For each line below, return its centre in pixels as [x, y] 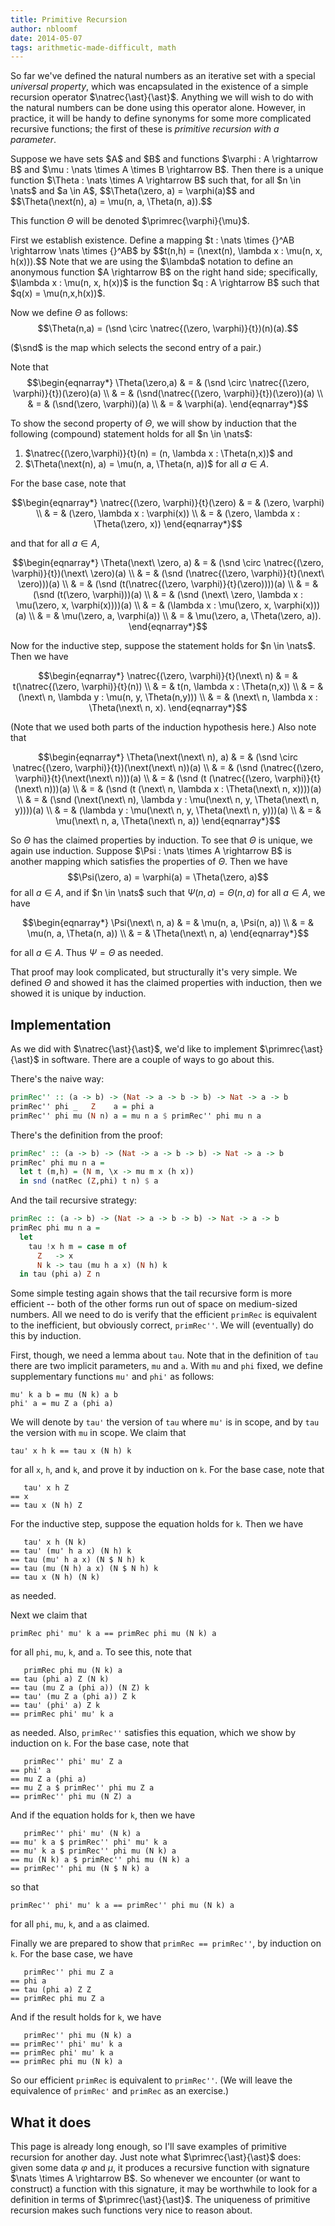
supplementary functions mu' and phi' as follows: [112, 1377]
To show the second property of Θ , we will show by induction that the [153, 423]
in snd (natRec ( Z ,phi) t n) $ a [89, 1181]
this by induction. [46, 1336]
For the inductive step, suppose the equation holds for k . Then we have [157, 1524]
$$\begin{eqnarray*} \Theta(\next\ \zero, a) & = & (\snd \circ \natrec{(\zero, [168, 563]
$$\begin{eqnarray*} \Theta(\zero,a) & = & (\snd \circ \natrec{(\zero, [168, 383]
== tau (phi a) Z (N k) [60, 1679]
